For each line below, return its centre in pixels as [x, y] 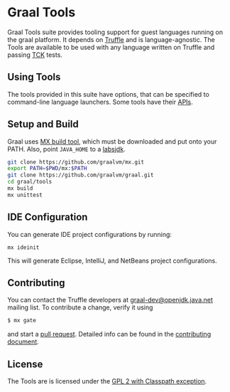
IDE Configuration [48, 217]
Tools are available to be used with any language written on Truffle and [111, 47]
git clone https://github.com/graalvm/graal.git [81, 175]
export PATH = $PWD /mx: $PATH [47, 169]
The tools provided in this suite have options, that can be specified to [108, 94]
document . [23, 341]
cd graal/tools [30, 182]
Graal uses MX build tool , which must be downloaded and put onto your [112, 141]
